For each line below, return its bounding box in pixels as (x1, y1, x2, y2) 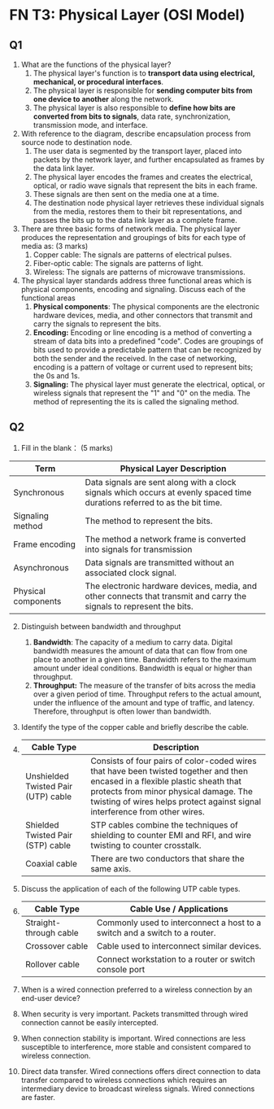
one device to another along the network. (33, 94, 174, 103)
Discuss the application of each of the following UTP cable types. (20, 884, 241, 893)
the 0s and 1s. (33, 371, 80, 380)
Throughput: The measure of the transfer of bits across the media (33, 680, 256, 690)
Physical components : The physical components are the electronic (33, 302, 259, 311)
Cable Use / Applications (129, 903, 228, 915)
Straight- (24, 917, 62, 928)
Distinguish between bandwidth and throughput (20, 621, 181, 631)
